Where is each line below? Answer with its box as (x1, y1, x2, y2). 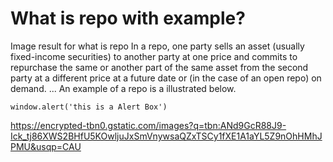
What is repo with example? (10, 7, 246, 30)
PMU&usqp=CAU (10, 140, 82, 152)
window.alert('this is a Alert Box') (10, 102, 168, 112)
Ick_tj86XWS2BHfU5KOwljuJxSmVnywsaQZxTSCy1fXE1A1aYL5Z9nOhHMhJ (10, 130, 323, 142)
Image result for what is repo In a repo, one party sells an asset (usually (10, 40, 305, 52)
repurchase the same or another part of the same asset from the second (10, 61, 309, 73)
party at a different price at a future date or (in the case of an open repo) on (10, 72, 322, 84)
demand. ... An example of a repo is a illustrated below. (10, 82, 237, 94)
